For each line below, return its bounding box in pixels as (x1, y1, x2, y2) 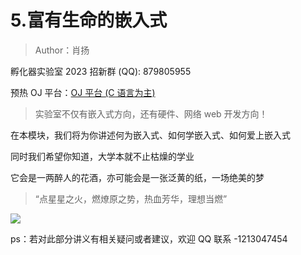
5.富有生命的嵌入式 (10, 9, 168, 32)
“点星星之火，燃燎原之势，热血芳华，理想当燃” (34, 192, 228, 205)
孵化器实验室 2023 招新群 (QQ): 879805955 (10, 65, 192, 77)
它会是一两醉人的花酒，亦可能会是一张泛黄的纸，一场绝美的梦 (10, 171, 265, 183)
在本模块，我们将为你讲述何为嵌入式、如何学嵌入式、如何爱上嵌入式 (10, 129, 291, 141)
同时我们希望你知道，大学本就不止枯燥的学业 (10, 150, 195, 162)
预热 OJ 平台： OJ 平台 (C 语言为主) (10, 86, 156, 98)
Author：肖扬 (34, 44, 90, 56)
